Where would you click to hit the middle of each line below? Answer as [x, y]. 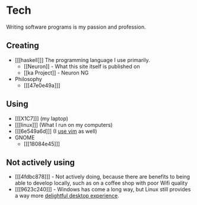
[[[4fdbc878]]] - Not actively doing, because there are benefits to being [102, 177]
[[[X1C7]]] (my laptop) [41, 118]
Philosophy [28, 79]
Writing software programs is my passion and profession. [76, 27]
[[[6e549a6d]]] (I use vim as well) [56, 131]
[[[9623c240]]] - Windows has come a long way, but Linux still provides [103, 190]
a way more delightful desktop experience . [67, 196]
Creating [23, 46]
